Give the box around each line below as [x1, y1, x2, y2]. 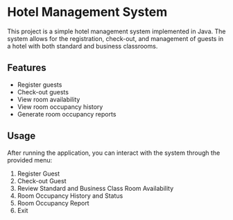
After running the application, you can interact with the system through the [7, 149, 221, 157]
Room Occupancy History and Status [17, 192, 123, 200]
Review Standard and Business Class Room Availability [17, 184, 174, 192]
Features [7, 62, 46, 74]
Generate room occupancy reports [17, 110, 116, 118]
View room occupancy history [17, 102, 103, 111]
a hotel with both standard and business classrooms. [7, 42, 158, 50]
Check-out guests [17, 87, 69, 96]
